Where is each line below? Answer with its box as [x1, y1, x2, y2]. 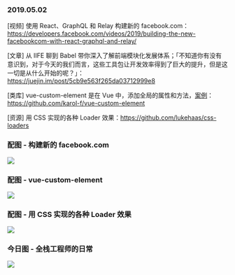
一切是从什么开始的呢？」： [7, 69, 84, 78]
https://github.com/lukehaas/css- [120, 113, 217, 122]
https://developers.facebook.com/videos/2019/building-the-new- [7, 29, 196, 38]
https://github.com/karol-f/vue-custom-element [7, 99, 145, 108]
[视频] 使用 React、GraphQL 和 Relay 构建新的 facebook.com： [7, 22, 190, 30]
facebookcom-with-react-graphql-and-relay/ [7, 37, 137, 45]
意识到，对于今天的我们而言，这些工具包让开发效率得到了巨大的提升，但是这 [7, 60, 228, 69]
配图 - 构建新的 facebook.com [7, 140, 110, 150]
